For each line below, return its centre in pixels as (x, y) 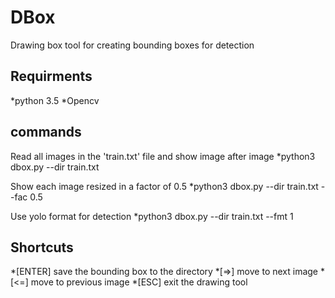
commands (46, 132)
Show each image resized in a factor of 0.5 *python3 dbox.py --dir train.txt (164, 186)
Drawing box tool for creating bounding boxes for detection (132, 45)
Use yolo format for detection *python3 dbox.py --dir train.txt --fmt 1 (152, 216)
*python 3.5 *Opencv (55, 100)
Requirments (51, 76)
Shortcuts (42, 247)
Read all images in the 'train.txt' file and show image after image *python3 (163, 156)
